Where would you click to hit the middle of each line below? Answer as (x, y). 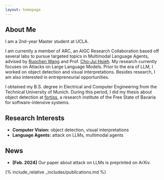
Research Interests (35, 118)
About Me (20, 30)
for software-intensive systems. (38, 103)
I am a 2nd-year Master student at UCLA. (47, 41)
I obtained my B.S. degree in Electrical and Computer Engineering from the (81, 87)
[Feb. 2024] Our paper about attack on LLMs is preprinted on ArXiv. (82, 163)
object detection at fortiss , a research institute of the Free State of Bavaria (81, 97)
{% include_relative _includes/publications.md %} (56, 172)
